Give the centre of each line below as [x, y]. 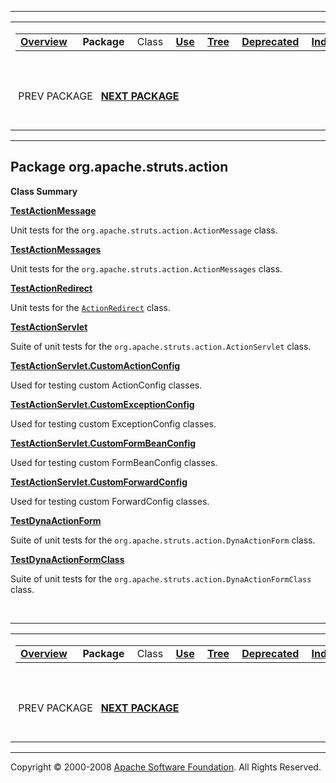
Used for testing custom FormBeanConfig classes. [114, 462]
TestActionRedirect [51, 288]
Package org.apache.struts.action [119, 167]
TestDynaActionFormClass [67, 559]
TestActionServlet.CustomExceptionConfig [102, 404]
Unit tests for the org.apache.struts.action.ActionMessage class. [144, 230]
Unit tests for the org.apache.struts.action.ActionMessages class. [146, 268]
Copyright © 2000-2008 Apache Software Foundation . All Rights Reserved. [166, 767]
